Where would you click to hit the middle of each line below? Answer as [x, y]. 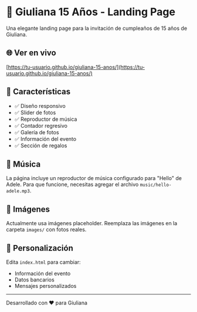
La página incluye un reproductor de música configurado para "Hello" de [94, 178]
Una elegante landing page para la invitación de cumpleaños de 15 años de [97, 28]
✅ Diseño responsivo [40, 106]
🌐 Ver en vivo [31, 53]
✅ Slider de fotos [35, 112]
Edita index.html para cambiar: [43, 262]
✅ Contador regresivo [41, 126]
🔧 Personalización [40, 248]
